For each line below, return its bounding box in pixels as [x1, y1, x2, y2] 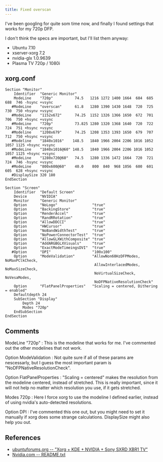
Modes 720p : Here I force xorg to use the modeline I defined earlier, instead [5, 394, 159, 400]
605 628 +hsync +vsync [5, 168, 54, 173]
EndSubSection [14, 310, 42, 315]
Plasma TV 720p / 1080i [12, 60, 60, 66]
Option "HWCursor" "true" [14, 224, 106, 229]
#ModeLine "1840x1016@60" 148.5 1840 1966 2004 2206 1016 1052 [11, 147, 153, 152]
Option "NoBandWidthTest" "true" [14, 228, 106, 233]
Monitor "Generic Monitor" [14, 198, 77, 203]
